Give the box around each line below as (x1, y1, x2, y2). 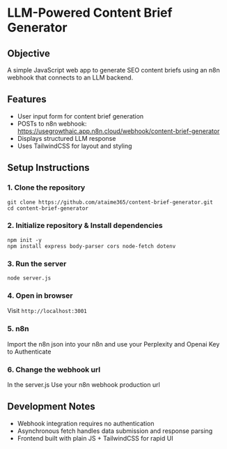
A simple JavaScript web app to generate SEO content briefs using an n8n (7, 66, 221, 74)
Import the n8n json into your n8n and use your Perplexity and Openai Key (7, 340, 220, 348)
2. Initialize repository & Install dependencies (7, 221, 163, 231)
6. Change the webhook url (7, 365, 101, 374)
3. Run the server (7, 259, 67, 268)
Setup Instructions (7, 162, 90, 174)
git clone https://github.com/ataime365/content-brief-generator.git (7, 199, 214, 206)
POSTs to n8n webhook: (17, 119, 87, 128)
